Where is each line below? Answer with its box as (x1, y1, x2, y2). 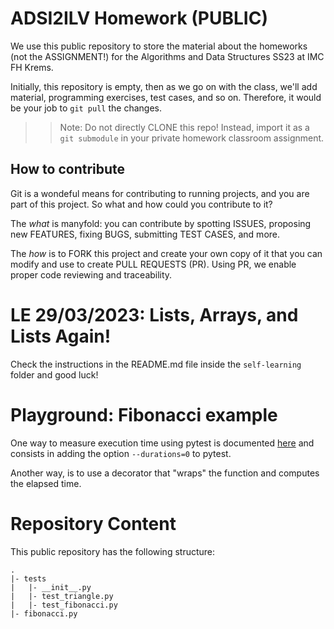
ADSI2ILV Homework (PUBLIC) (10, 7, 268, 30)
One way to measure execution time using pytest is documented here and (10, 437, 315, 449)
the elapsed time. (10, 477, 82, 489)
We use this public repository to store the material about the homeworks (10, 40, 308, 52)
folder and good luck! (10, 368, 99, 381)
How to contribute (10, 161, 126, 178)
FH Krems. (10, 61, 54, 73)
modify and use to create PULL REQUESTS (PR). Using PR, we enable (10, 258, 297, 270)
